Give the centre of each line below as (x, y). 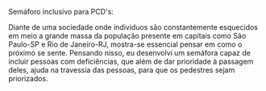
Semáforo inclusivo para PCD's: (61, 12)
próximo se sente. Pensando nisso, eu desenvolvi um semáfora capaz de (130, 53)
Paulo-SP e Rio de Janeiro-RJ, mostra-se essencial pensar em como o (125, 44)
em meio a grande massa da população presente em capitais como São (127, 36)
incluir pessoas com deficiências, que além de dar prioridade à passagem (131, 61)
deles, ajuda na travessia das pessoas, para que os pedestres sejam (122, 70)
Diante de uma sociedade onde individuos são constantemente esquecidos (133, 27)
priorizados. (28, 79)
